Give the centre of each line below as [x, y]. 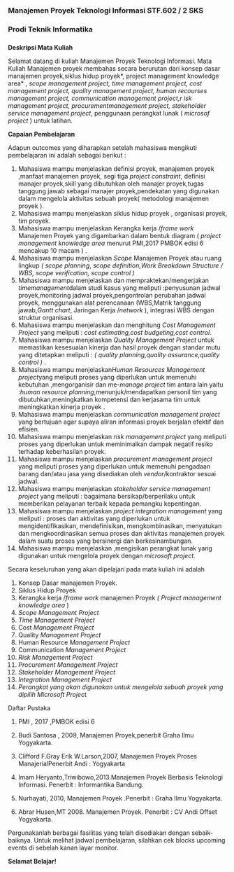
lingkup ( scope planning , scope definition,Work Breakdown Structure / [120, 265]
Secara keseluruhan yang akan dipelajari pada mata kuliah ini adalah [107, 569]
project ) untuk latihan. [40, 120]
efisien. [29, 429]
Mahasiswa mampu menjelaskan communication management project [119, 414]
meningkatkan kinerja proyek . [61, 407]
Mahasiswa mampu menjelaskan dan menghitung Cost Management [117, 325]
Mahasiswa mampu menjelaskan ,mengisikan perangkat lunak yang [115, 548]
